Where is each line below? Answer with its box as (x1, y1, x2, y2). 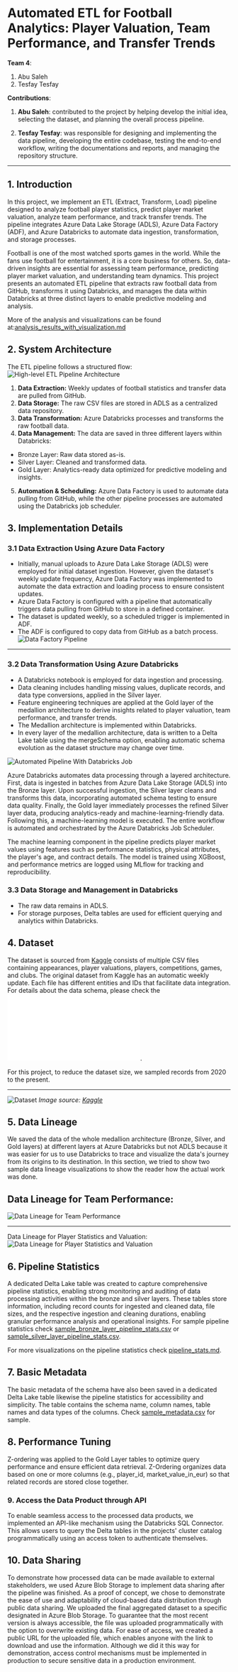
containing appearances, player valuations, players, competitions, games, (7, 963, 222, 972)
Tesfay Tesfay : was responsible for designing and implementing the (17, 128, 217, 137)
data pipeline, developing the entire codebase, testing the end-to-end (17, 136, 222, 145)
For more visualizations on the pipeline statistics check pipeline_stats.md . (7, 1346, 222, 1355)
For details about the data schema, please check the (7, 986, 161, 994)
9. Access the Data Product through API (7, 1495, 147, 1505)
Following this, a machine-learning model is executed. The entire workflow (7, 816, 225, 825)
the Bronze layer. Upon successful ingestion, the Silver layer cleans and (7, 786, 217, 794)
